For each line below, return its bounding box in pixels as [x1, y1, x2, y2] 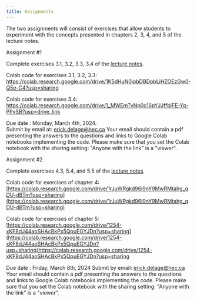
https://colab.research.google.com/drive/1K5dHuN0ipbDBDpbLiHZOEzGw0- [6, 78, 191, 85]
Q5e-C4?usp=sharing [6, 84, 59, 91]
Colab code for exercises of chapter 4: [6, 178, 100, 186]
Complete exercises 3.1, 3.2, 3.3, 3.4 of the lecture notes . [6, 60, 144, 67]
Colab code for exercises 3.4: [6, 95, 78, 102]
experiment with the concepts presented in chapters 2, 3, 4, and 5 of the [6, 31, 182, 38]
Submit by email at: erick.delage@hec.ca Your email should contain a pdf [6, 125, 183, 133]
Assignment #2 [6, 156, 43, 163]
